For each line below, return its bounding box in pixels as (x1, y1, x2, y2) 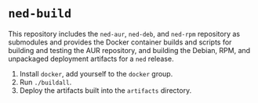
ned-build (8, 6, 72, 21)
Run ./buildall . (19, 77, 72, 87)
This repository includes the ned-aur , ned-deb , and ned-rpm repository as (8, 29, 241, 38)
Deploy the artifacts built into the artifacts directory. (19, 85, 192, 95)
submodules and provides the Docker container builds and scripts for (8, 37, 232, 47)
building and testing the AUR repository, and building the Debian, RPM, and (8, 45, 251, 55)
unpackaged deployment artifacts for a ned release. (8, 54, 174, 63)
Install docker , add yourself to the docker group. (19, 69, 173, 78)
